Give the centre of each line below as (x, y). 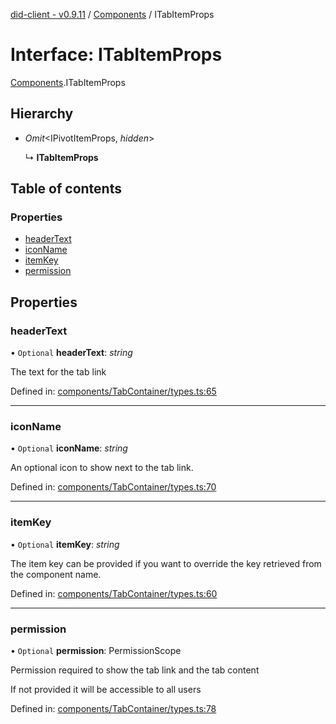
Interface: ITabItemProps (116, 55)
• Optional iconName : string (69, 448)
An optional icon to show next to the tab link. (102, 468)
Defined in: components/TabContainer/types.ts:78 (113, 709)
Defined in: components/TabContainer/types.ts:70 (113, 487)
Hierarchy (42, 114)
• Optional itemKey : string (65, 544)
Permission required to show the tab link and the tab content (135, 670)
